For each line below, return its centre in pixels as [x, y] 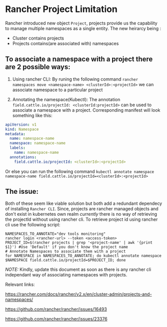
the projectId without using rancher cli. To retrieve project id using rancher [82, 219]
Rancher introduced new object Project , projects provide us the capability [82, 23]
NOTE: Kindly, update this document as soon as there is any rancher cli [78, 269]
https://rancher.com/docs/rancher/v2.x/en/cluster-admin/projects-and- [79, 294]
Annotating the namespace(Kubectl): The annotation [66, 99]
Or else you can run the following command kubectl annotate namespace [80, 171]
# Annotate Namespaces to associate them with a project [66, 251]
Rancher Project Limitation [61, 9]
